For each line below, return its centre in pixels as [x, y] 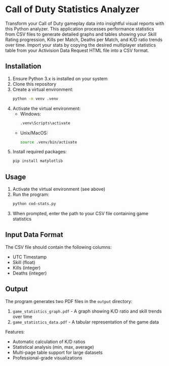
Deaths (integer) [30, 273]
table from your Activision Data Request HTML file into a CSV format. [77, 50]
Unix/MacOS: [34, 132]
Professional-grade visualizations [47, 358]
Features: [15, 331]
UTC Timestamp [30, 257]
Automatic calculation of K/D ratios [49, 342]
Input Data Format [34, 235]
